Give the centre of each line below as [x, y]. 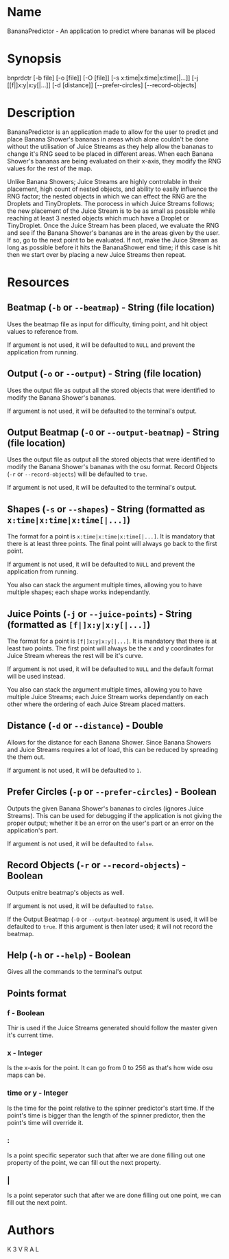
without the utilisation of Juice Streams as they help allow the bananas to [110, 146]
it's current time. [30, 1035]
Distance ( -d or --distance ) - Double [85, 726]
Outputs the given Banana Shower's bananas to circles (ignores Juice [106, 808]
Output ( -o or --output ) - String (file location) [105, 374]
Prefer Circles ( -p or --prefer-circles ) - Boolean [112, 792]
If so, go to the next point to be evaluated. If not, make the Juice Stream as [112, 240]
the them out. [26, 757]
